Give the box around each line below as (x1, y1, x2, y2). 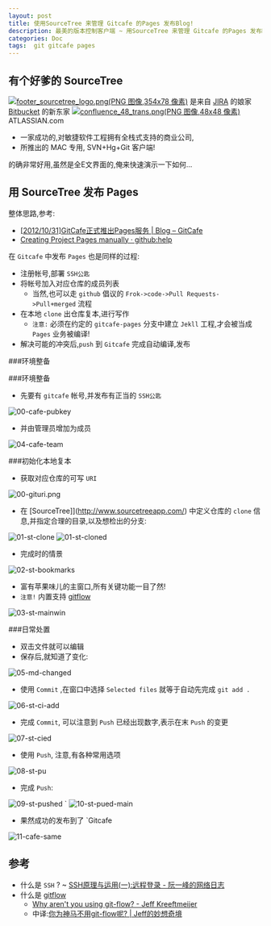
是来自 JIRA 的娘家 (189, 96, 252, 106)
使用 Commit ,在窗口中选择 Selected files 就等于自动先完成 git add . (19, 684, 251, 694)
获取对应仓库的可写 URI (19, 473, 98, 482)
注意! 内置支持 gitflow (19, 591, 91, 601)
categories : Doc (8, 34, 63, 43)
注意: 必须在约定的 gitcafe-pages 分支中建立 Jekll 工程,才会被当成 (31, 319, 252, 328)
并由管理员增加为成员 (19, 423, 91, 432)
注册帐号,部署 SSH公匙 (19, 268, 90, 278)
